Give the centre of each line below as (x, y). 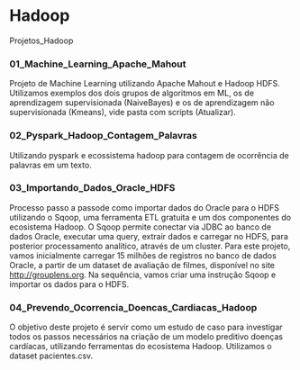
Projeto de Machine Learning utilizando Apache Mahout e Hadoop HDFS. (145, 84)
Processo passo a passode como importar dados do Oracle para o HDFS (145, 207)
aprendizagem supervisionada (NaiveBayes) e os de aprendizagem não (142, 103)
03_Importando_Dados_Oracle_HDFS (92, 188)
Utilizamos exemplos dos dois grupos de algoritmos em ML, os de (132, 93)
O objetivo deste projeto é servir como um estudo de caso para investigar (146, 327)
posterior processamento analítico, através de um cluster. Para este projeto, (150, 246)
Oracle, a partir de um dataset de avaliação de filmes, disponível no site (142, 265)
